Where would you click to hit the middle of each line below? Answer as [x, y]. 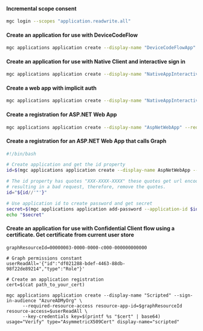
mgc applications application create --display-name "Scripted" [89, 295]
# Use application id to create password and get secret [79, 203]
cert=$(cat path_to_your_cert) [46, 284]
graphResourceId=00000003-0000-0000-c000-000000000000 [77, 247]
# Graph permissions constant [44, 258]
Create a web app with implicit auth [51, 88]
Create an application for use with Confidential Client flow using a [91, 228]
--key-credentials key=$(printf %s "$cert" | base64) [92, 316]
